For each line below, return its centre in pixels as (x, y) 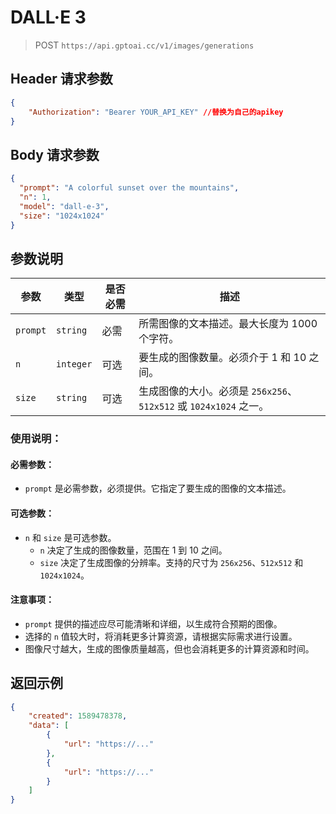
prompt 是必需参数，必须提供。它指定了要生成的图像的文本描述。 (158, 488)
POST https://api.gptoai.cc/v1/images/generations (144, 45)
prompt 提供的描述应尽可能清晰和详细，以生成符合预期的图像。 (153, 623)
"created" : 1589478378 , (78, 716)
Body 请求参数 (55, 154)
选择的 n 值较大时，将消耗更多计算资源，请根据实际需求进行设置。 (161, 636)
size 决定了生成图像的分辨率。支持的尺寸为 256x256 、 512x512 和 (171, 562)
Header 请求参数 (61, 79)
